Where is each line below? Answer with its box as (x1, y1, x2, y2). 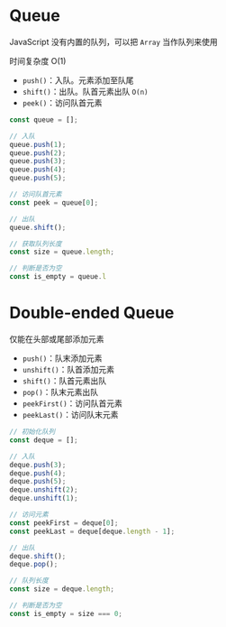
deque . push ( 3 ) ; (9, 460, 67, 469)
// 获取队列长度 (9, 239, 62, 248)
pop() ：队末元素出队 (22, 387, 99, 397)
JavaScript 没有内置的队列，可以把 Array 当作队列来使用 (9, 36, 218, 47)
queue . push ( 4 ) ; (9, 165, 67, 174)
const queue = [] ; (9, 115, 78, 124)
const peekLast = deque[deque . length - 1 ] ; (9, 527, 176, 536)
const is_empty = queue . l (9, 272, 106, 281)
